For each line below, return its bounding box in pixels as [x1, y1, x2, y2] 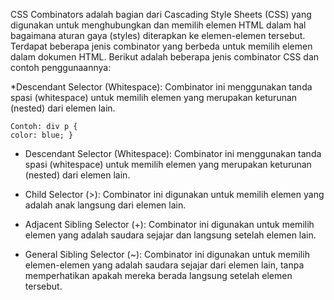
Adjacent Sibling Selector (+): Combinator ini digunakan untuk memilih [24, 219, 315, 230]
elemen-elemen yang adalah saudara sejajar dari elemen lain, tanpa [24, 259, 305, 271]
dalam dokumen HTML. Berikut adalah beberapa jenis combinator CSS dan [10, 51, 320, 63]
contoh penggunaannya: [10, 62, 112, 73]
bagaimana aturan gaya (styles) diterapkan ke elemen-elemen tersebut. [10, 30, 306, 41]
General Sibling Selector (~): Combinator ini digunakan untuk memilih [24, 249, 310, 260]
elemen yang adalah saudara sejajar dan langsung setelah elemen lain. [24, 229, 317, 241]
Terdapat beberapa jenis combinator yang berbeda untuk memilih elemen [10, 40, 313, 52]
